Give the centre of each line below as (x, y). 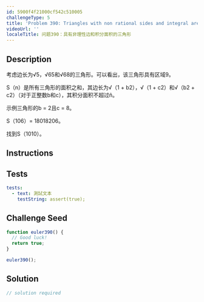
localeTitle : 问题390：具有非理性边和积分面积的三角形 (69, 35)
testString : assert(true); (51, 199)
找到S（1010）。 (26, 134)
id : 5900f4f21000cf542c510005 (45, 12)
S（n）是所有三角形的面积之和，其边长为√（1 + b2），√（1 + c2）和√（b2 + (101, 87)
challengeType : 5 (28, 18)
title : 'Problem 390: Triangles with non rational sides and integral (97, 23)
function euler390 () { (35, 232)
